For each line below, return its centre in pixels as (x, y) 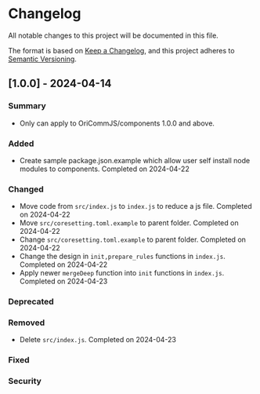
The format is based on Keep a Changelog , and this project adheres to (121, 50)
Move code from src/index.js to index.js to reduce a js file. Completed (135, 206)
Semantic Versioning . (42, 59)
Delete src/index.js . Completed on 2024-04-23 (97, 340)
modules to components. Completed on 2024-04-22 (104, 169)
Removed (27, 323)
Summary (27, 106)
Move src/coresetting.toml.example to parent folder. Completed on (129, 223)
